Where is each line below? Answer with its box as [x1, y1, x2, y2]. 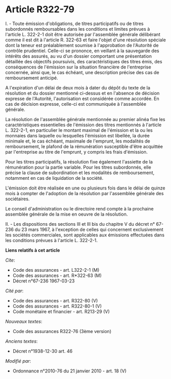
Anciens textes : [5, 338, 38, 344]
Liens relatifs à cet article [5, 247, 60, 253]
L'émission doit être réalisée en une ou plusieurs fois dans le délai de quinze [5, 185, 165, 191]
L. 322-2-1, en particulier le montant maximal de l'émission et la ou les [5, 127, 153, 133]
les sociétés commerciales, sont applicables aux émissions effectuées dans [5, 231, 165, 238]
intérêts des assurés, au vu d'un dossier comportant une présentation [5, 53, 152, 59]
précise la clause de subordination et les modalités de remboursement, [5, 170, 155, 176]
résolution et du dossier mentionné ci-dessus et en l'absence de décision [5, 90, 160, 96]
